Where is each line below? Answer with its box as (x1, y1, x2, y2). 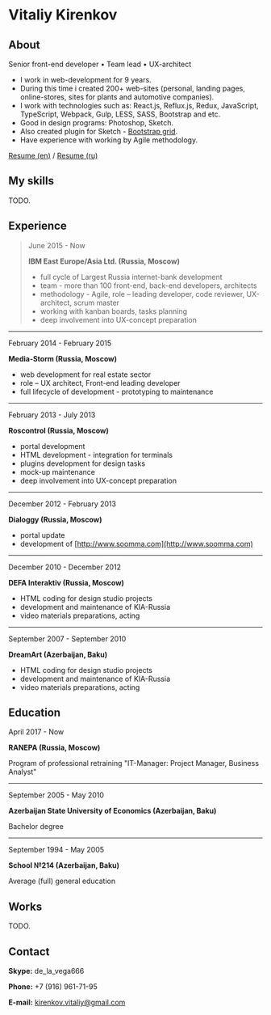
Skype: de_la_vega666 (8, 966, 85, 976)
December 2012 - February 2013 (8, 499, 117, 509)
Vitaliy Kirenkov (8, 6, 118, 24)
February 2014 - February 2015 (8, 338, 112, 348)
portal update (19, 530, 65, 539)
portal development (19, 441, 85, 450)
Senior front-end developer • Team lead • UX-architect (8, 59, 192, 69)
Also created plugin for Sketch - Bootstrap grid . (19, 127, 178, 136)
